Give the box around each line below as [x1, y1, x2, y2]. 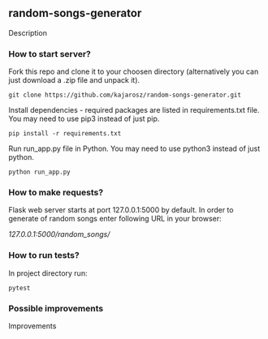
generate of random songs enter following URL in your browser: [8, 214, 222, 224]
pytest [8, 284, 31, 292]
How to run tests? [8, 250, 80, 261]
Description [8, 28, 47, 37]
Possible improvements [8, 303, 104, 314]
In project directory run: [8, 268, 88, 278]
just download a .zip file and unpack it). [8, 75, 140, 85]
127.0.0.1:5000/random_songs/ [8, 230, 110, 239]
